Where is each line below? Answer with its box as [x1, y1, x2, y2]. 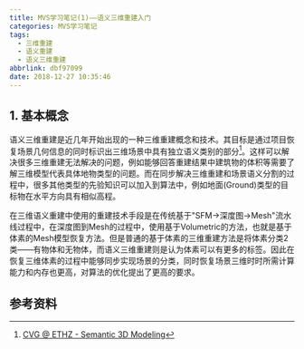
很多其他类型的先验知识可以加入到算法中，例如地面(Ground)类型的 [33, 179, 281, 190]
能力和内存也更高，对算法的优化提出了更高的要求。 [9, 267, 200, 277]
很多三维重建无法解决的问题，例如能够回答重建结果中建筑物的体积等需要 [16, 157, 287, 168]
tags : [9, 30, 30, 39]
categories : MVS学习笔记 [9, 22, 98, 31]
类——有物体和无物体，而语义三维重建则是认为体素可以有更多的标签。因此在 [9, 244, 295, 255]
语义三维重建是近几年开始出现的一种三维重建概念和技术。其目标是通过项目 [9, 133, 287, 145]
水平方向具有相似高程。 [33, 191, 120, 202]
